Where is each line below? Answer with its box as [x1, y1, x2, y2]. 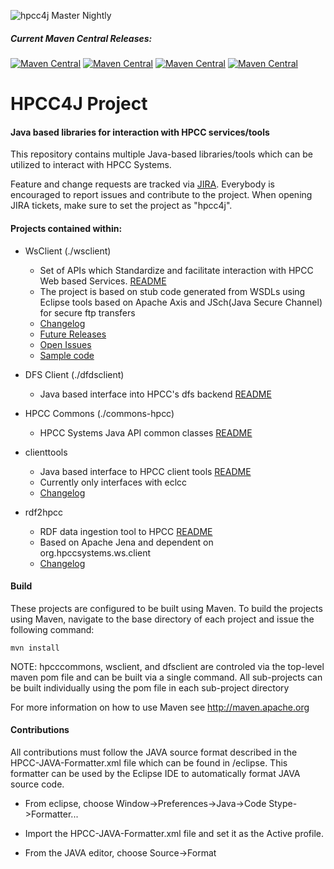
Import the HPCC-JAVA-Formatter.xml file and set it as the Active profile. [24, 827, 324, 839]
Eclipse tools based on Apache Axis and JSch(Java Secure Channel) [39, 296, 323, 308]
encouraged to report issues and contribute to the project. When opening [10, 189, 313, 201]
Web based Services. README [39, 275, 167, 287]
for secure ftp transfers [39, 306, 136, 319]
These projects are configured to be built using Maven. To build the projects [10, 602, 323, 614]
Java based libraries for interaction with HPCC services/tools [10, 126, 270, 138]
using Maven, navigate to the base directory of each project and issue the [10, 613, 315, 625]
